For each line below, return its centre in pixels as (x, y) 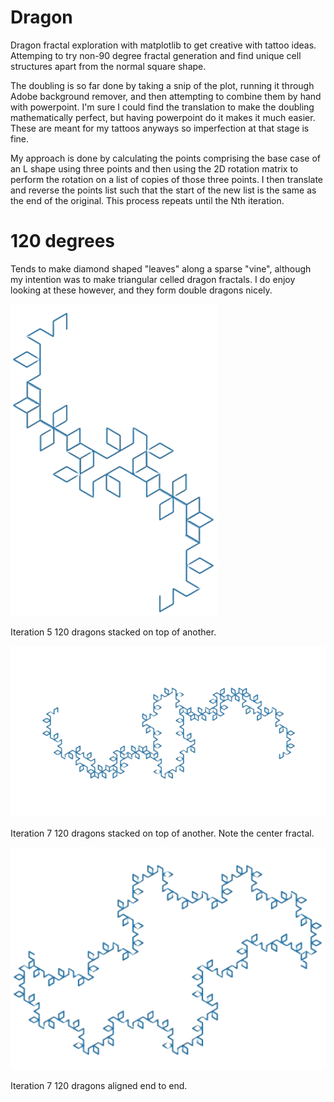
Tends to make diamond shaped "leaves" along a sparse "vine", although (161, 268)
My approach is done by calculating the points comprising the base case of (166, 158)
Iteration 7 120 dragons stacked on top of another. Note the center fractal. (162, 833)
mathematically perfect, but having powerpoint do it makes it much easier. (163, 117)
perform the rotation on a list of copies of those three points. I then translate (167, 179)
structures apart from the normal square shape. (108, 66)
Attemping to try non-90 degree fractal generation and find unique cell (156, 55)
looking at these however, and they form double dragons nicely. (141, 290)
